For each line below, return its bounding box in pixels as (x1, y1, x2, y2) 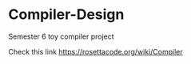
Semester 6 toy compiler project (8, 32, 114, 41)
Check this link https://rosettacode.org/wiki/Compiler (8, 47, 184, 56)
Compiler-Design (8, 6, 125, 24)
